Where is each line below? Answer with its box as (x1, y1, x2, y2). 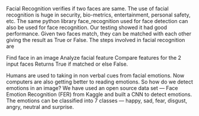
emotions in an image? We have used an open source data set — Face (6, 85, 178, 91)
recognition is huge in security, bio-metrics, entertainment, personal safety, (6, 11, 191, 18)
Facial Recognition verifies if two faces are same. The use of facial (6, 5, 169, 12)
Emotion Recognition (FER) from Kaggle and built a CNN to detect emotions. (6, 91, 192, 98)
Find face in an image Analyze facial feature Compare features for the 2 (6, 54, 182, 61)
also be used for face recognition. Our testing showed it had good (6, 24, 168, 31)
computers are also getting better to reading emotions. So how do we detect (6, 78, 193, 85)
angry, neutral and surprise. (6, 104, 74, 110)
